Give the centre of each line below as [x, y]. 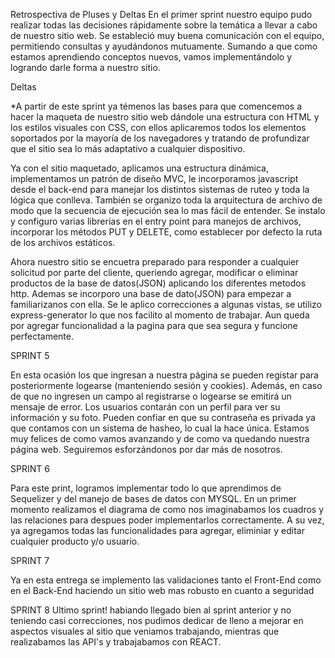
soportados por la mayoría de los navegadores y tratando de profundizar [160, 138]
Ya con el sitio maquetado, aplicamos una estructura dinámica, [139, 168]
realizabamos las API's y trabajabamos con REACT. [116, 642]
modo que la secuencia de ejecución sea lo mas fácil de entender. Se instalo [168, 210]
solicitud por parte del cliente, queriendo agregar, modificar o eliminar [154, 272]
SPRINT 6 [30, 468]
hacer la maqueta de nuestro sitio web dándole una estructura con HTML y [165, 117]
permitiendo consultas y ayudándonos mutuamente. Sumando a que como [164, 46]
